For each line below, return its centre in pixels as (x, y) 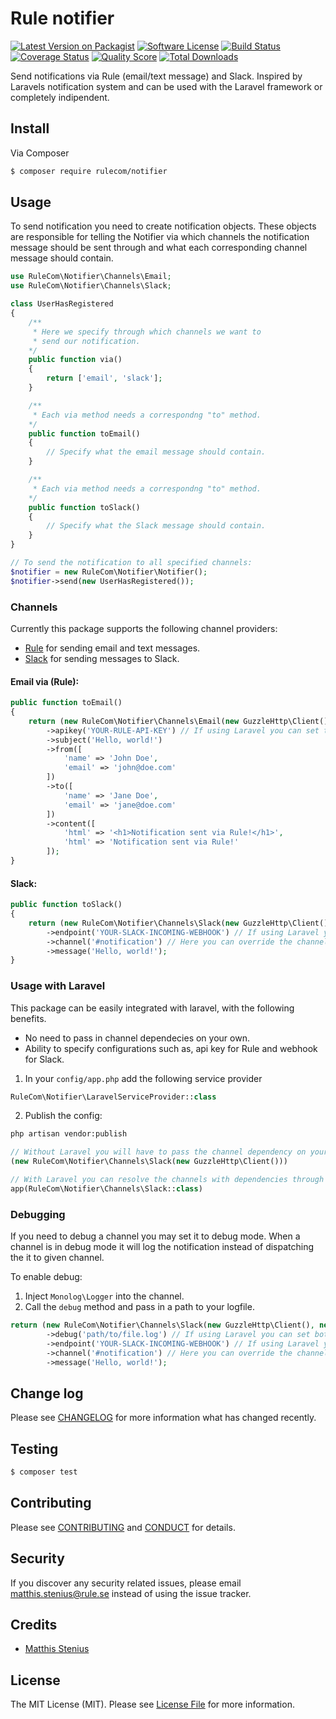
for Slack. (44, 1059)
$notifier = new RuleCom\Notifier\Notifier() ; (109, 572)
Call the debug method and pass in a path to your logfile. (139, 1307)
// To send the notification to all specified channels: (131, 563)
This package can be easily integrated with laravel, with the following (152, 1008)
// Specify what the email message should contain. (156, 452)
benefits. (28, 1018)
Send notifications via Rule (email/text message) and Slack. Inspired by (156, 76)
